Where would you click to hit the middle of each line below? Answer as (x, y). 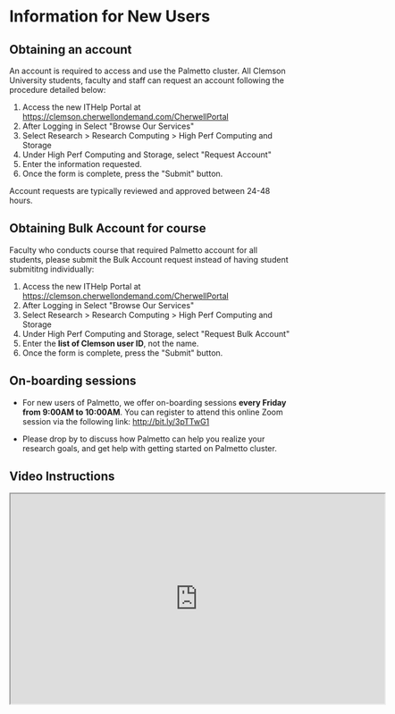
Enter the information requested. (82, 164)
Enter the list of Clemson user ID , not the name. (110, 343)
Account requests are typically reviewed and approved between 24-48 (140, 191)
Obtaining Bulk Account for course (108, 228)
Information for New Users (110, 17)
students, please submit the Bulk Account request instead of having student (149, 259)
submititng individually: (52, 269)
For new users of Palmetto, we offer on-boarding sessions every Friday (154, 402)
